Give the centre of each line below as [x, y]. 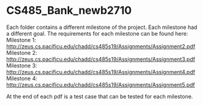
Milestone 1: [21, 40]
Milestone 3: [22, 65]
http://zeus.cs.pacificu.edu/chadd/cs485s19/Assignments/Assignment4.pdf [101, 72]
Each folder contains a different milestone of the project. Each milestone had [102, 27]
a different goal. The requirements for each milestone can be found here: [97, 33]
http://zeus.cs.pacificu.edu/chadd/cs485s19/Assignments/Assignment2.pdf [101, 46]
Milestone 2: [22, 52]
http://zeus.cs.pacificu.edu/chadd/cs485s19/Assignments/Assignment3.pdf [101, 59]
